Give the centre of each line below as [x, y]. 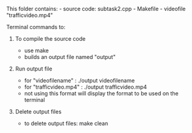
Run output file [34, 69]
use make [37, 50]
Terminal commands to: [36, 27]
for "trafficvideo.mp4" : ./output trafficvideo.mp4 [86, 87]
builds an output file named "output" [70, 57]
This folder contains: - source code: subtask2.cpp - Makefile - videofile [96, 9]
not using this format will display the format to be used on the [101, 93]
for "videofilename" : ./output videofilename [80, 80]
